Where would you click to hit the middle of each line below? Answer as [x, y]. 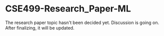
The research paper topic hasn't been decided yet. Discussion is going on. [82, 22]
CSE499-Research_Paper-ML [68, 9]
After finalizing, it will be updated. [40, 27]
